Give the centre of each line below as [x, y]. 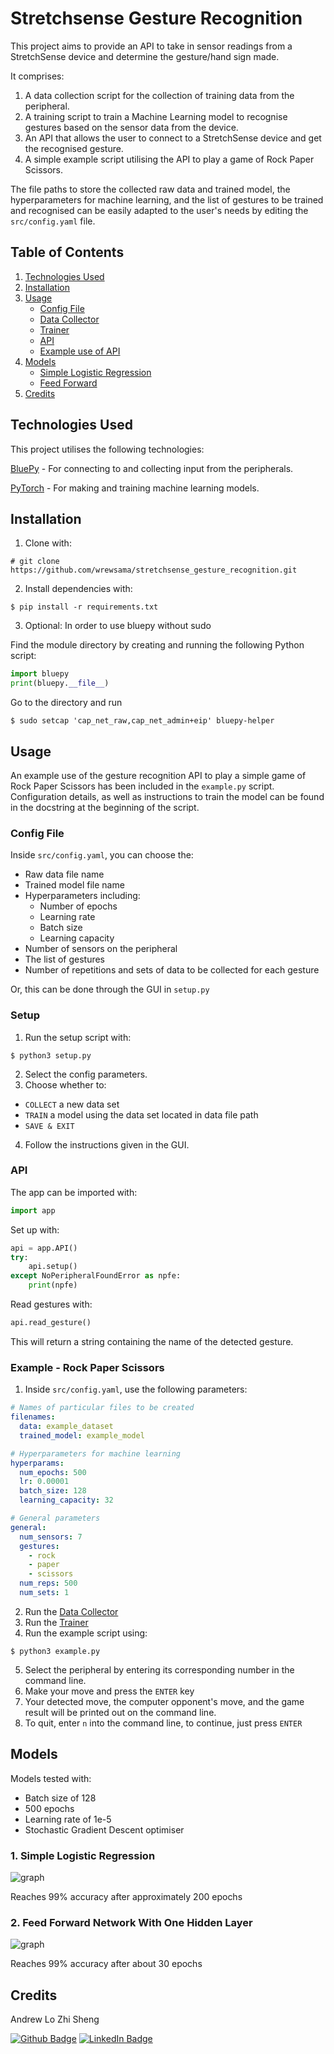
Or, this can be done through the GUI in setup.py [110, 989]
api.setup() [53, 1267]
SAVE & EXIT [49, 1126]
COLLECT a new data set [72, 1104]
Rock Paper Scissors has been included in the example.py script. [142, 786]
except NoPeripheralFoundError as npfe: [96, 1276]
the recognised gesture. [74, 148]
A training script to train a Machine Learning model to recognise [156, 116]
